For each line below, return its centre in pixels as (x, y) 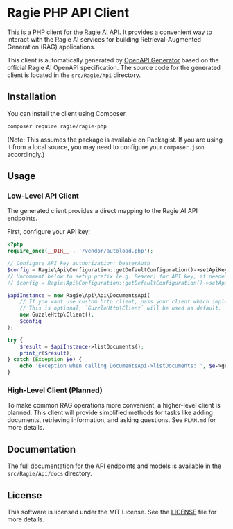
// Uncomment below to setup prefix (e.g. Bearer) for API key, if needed (118, 276)
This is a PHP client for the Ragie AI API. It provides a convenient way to (110, 32)
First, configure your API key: (49, 232)
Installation (32, 97)
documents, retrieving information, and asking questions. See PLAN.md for (112, 420)
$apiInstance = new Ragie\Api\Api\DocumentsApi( (79, 295)
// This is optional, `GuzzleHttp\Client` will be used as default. (121, 308)
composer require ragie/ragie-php (57, 126)
